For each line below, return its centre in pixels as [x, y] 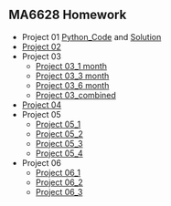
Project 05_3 [59, 143]
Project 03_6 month [72, 85]
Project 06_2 [59, 182]
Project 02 [41, 46]
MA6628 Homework [68, 15]
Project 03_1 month [71, 66]
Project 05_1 [58, 124]
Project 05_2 [59, 134]
